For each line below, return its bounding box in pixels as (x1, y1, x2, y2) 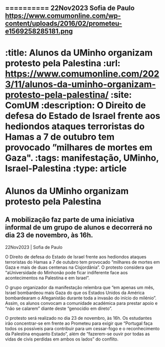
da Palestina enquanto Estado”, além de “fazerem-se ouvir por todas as (5, 331, 150, 337)
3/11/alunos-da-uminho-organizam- (5, 79, 156, 90)
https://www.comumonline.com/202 (5, 68, 160, 79)
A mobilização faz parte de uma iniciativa (5, 215, 134, 224)
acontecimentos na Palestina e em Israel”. (5, 275, 90, 281)
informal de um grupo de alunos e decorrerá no (5, 223, 153, 232)
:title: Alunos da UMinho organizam (5, 47, 153, 58)
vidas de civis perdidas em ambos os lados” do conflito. (5, 336, 119, 342)
